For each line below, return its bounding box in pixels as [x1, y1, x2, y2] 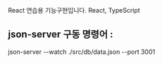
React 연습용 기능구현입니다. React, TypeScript [8, 6, 140, 14]
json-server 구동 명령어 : [8, 29, 113, 41]
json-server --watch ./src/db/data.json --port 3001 [8, 48, 156, 56]
